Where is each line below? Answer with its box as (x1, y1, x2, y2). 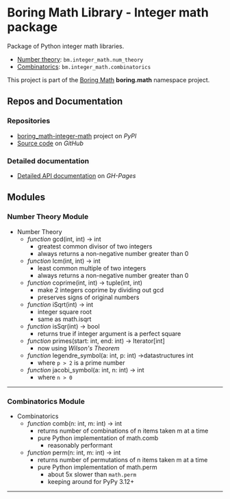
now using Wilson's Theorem (37, 344, 120, 352)
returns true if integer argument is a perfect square (37, 329, 181, 337)
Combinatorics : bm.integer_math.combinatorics (16, 62, 151, 71)
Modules (7, 192, 46, 203)
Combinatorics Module (7, 396, 86, 406)
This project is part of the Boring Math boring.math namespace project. (7, 75, 210, 84)
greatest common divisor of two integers (37, 242, 153, 251)
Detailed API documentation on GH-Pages (16, 171, 136, 179)
